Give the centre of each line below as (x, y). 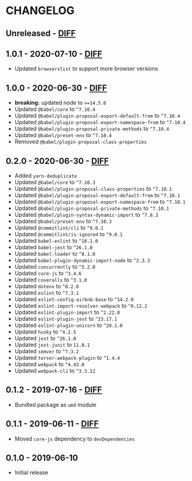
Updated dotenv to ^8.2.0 (46, 286)
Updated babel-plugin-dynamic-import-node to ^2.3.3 (82, 260)
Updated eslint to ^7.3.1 (46, 293)
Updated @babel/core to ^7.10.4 (55, 109)
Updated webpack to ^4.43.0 (50, 364)
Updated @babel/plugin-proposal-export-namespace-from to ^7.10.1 (100, 202)
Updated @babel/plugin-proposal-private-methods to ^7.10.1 (92, 208)
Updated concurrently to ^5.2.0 (55, 267)
